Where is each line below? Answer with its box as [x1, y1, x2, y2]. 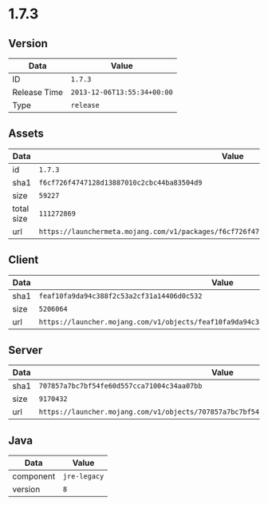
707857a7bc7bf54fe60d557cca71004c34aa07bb [38, 381, 203, 391]
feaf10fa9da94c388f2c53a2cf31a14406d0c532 [38, 291, 203, 300]
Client [8, 253, 39, 267]
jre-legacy [62, 472, 104, 481]
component [12, 471, 56, 482]
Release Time [12, 87, 64, 97]
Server [8, 344, 43, 357]
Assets [8, 127, 44, 141]
